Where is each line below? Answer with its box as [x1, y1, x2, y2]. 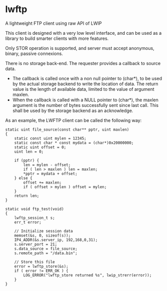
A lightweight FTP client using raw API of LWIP [5, 20, 102, 26]
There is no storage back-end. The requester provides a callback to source [5, 60, 161, 66]
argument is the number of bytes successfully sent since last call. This [12, 102, 159, 108]
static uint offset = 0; [14, 145, 66, 150]
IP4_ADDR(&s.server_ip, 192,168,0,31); [14, 237, 98, 243]
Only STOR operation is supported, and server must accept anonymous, [5, 45, 154, 51]
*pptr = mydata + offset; [23, 171, 78, 176]
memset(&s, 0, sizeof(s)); [14, 233, 71, 238]
